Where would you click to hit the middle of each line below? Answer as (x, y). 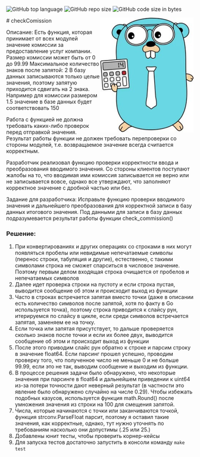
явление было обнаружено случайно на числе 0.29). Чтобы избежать (104, 392)
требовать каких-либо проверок (48, 126)
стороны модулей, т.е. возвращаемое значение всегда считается (90, 145)
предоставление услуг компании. (49, 51)
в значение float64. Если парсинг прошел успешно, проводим (94, 354)
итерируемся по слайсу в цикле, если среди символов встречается (101, 316)
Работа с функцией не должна (45, 119)
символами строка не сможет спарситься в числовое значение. (97, 266)
